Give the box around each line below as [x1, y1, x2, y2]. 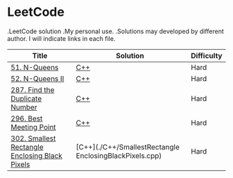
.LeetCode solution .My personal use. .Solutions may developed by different [7, 27, 224, 35]
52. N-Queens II [10, 73, 64, 83]
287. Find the [10, 84, 55, 94]
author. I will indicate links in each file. [7, 34, 116, 42]
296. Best [10, 114, 43, 123]
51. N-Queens [10, 62, 59, 72]
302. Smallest [10, 133, 56, 143]
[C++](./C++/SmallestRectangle [76, 142, 180, 152]
